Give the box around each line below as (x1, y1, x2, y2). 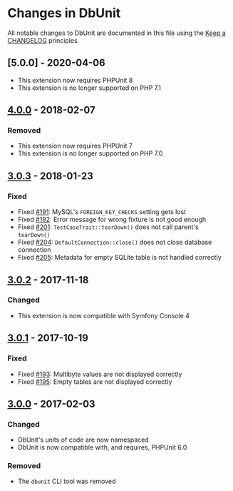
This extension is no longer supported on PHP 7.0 (17, 149, 163, 158)
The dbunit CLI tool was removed (17, 477, 116, 486)
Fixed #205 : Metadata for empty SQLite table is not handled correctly (17, 253, 222, 262)
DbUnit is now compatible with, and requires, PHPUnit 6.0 (17, 443, 187, 452)
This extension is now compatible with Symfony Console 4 (17, 311, 190, 320)
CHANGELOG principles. (7, 36, 80, 44)
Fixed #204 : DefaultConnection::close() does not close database (17, 238, 212, 247)
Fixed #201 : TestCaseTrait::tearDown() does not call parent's (17, 223, 199, 231)
